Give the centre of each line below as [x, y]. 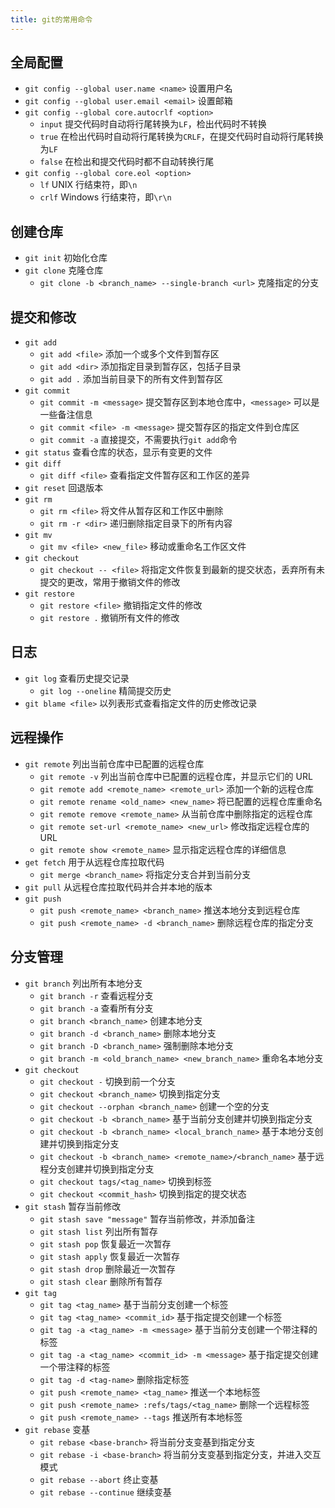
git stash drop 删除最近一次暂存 [107, 1268]
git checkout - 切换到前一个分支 [107, 1081]
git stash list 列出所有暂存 [98, 1231]
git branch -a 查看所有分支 [96, 1008]
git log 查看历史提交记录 [77, 678]
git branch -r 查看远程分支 [96, 995]
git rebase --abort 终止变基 [99, 1479]
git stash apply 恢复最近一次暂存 [109, 1256]
